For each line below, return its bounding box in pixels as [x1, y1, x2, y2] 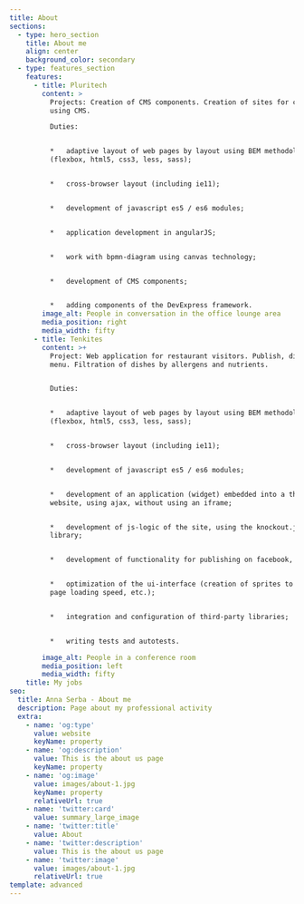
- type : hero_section [17, 30, 100, 39]
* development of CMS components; [49, 277, 188, 286]
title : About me [25, 38, 88, 48]
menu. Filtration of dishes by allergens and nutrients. [49, 360, 270, 369]
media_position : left [42, 661, 124, 671]
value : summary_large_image [33, 813, 140, 822]
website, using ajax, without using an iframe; [49, 498, 233, 508]
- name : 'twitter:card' [25, 804, 116, 814]
